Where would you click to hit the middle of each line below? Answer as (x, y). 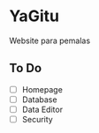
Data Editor (42, 109)
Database (39, 100)
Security (37, 119)
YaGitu (34, 16)
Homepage (42, 89)
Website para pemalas (50, 41)
